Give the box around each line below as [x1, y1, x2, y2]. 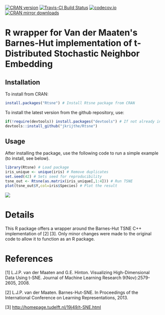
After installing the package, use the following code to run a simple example [5, 150, 159, 156]
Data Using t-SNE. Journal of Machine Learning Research [5, 275, 122, 281]
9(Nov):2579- [122, 275, 150, 281]
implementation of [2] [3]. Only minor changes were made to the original [5, 230, 152, 236]
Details [5, 209, 34, 220]
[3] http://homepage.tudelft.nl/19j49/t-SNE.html [5, 304, 102, 310]
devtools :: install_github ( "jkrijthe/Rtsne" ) [5, 124, 98, 128]
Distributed [5, 48, 53, 59]
